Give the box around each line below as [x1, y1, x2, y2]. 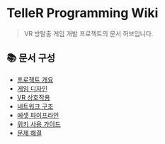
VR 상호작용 [16, 93, 50, 101]
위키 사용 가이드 [16, 119, 61, 128]
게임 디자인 [16, 84, 48, 93]
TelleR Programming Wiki [6, 5, 159, 21]
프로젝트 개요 [16, 75, 54, 84]
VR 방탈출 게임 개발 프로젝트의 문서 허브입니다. [23, 29, 154, 38]
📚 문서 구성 [6, 52, 56, 65]
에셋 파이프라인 [16, 111, 59, 119]
